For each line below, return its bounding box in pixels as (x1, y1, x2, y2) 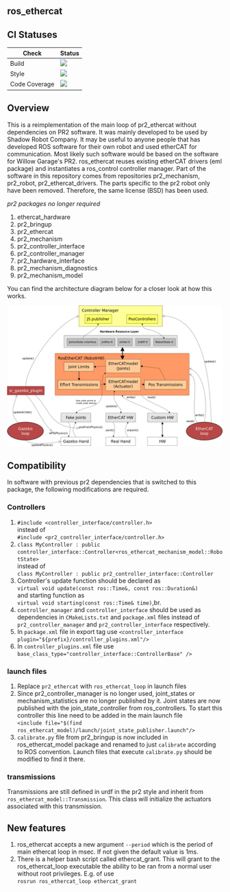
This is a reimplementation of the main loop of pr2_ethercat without (7, 120, 197, 129)
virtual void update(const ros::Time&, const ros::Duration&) (16, 585, 199, 592)
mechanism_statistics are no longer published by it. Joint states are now (16, 696, 221, 705)
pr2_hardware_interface (16, 257, 85, 265)
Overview (7, 102, 50, 114)
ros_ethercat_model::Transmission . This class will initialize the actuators (7, 795, 212, 803)
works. (7, 292, 27, 300)
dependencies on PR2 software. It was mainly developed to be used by (7, 128, 207, 136)
